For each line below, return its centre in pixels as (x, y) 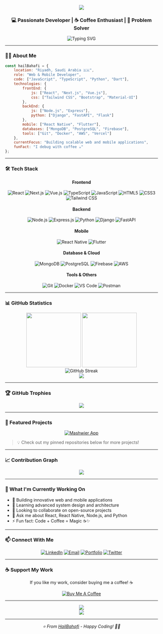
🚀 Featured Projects (29, 423)
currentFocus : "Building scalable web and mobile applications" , (81, 143)
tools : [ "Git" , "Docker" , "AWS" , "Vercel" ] (67, 133)
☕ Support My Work (29, 569)
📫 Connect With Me (29, 540)
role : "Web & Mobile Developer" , (48, 75)
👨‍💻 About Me (21, 56)
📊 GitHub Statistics (29, 303)
